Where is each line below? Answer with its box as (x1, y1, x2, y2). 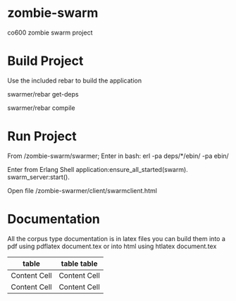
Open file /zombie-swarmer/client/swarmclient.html (7, 186, 157, 195)
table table (61, 259, 98, 269)
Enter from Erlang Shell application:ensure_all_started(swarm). (7, 165, 188, 173)
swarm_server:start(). (7, 173, 70, 181)
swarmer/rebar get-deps (7, 90, 79, 98)
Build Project (7, 53, 84, 69)
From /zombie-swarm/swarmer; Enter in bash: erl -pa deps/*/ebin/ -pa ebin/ (7, 152, 229, 160)
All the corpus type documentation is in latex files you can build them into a (7, 234, 225, 242)
